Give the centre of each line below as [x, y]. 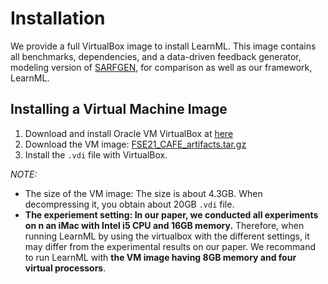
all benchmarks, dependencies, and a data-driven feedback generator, [156, 56]
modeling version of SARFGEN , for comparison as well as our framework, [161, 67]
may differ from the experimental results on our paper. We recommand [170, 246]
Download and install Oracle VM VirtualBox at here [129, 133]
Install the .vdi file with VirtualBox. [96, 154]
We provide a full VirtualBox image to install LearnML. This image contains [163, 46]
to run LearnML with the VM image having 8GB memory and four [160, 257]
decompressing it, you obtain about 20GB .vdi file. [129, 204]
